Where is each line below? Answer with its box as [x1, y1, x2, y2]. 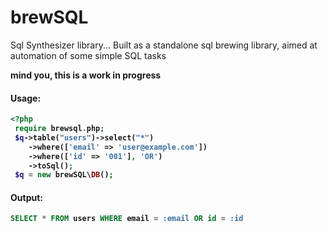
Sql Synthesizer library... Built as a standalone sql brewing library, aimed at [10, 39, 318, 51]
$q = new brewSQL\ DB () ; [14, 170, 114, 180]
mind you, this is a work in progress [10, 69, 162, 81]
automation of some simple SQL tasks [10, 49, 167, 61]
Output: [10, 191, 43, 203]
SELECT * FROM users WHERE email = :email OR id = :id [10, 214, 244, 224]
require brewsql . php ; [14, 124, 105, 134]
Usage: [10, 92, 42, 104]
